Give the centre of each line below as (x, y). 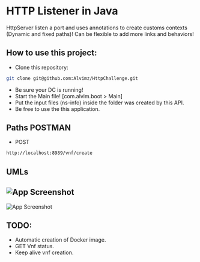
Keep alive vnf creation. (44, 252)
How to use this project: (52, 53)
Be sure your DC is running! (49, 90)
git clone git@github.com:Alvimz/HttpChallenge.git (72, 78)
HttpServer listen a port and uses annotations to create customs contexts (97, 28)
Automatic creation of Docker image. (60, 240)
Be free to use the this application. (57, 109)
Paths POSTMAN (38, 128)
